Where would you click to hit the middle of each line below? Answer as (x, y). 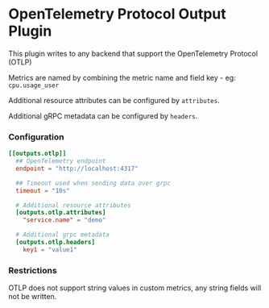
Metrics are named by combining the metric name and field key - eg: (122, 77)
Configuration (36, 136)
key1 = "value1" (50, 250)
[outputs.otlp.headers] (55, 243)
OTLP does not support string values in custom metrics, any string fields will (135, 288)
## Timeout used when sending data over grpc (93, 183)
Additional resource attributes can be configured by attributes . (114, 100)
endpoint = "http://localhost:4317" (77, 169)
